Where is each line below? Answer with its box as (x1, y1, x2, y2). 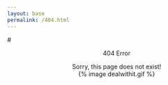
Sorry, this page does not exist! (72, 62, 162, 70)
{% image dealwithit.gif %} (78, 70, 156, 78)
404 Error (103, 49, 131, 57)
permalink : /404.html (7, 17, 70, 23)
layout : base (7, 10, 45, 17)
